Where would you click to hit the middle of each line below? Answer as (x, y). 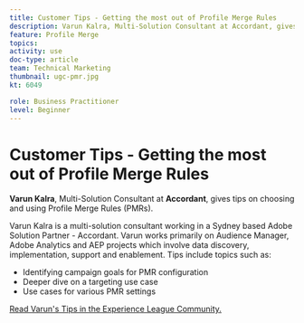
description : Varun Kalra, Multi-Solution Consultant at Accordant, (141, 26)
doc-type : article (44, 60)
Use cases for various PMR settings (89, 291)
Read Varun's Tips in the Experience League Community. (115, 309)
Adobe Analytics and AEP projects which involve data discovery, (129, 245)
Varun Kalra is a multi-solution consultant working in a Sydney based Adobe (151, 226)
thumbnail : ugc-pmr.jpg (54, 77)
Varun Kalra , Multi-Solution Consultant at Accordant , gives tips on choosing (152, 199)
